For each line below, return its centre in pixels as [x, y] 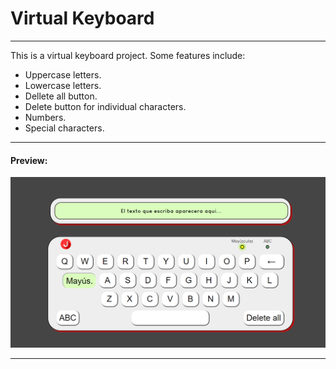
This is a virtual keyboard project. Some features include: [128, 55]
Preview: [29, 160]
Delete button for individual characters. [105, 106]
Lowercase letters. [63, 85]
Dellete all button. [61, 96]
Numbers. [45, 117]
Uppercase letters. [63, 74]
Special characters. [64, 128]
